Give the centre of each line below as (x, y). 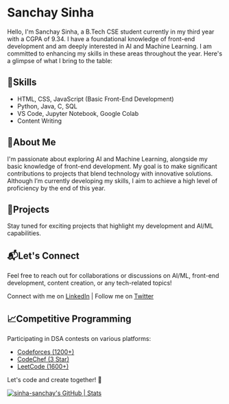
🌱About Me (32, 142)
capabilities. (24, 233)
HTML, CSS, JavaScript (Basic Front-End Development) (95, 99)
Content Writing (39, 121)
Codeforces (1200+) (46, 352)
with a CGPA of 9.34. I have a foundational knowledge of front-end (101, 38)
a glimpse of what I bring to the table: (60, 60)
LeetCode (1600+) (43, 366)
